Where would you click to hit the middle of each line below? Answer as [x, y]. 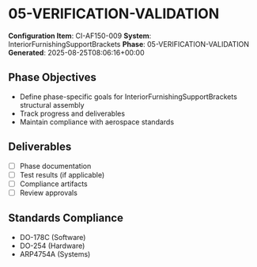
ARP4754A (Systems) [55, 254]
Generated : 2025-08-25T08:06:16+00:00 [76, 52]
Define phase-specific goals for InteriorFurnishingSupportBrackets [128, 97]
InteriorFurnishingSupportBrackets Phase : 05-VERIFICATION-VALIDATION [129, 44]
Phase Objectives [52, 77]
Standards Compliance [66, 218]
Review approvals [48, 193]
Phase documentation [55, 166]
